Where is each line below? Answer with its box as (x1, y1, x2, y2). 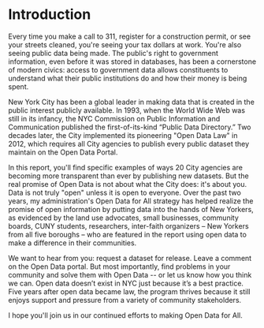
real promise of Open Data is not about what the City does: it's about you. (8, 179, 247, 188)
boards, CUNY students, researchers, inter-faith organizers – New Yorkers (8, 221, 250, 230)
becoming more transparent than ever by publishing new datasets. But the (8, 171, 250, 181)
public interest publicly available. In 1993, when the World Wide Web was (8, 105, 246, 115)
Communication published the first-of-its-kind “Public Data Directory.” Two (8, 122, 251, 132)
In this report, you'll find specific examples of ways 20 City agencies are (8, 162, 243, 172)
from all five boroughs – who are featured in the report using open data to (8, 229, 247, 239)
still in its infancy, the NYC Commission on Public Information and (8, 114, 221, 123)
